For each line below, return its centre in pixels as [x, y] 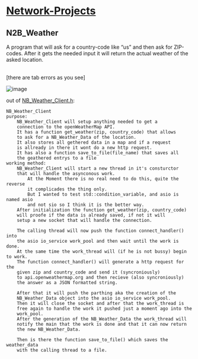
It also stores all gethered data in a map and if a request [94, 142]
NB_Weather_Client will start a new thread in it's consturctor [98, 169]
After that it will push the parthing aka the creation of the [97, 293]
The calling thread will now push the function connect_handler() [100, 231]
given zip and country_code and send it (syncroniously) [89, 272]
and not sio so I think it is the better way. [86, 205]
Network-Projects [51, 11]
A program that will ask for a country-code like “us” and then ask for [90, 47]
